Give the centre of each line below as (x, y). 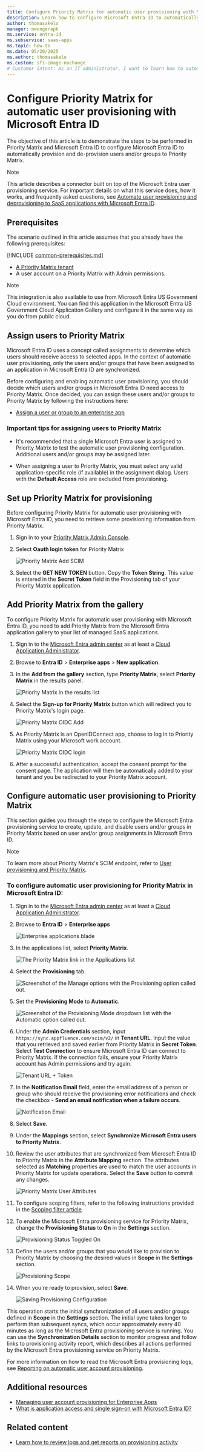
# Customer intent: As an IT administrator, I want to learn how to (95, 68)
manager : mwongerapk (33, 29)
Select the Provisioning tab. (51, 971)
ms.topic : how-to (29, 46)
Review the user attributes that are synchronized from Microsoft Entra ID (106, 1153)
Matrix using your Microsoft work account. (69, 740)
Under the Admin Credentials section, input (71, 1031)
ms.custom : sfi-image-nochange (46, 63)
